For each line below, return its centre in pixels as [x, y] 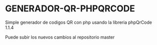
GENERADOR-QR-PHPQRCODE [70, 9]
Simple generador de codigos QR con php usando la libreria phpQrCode [78, 22]
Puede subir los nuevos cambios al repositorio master [60, 37]
